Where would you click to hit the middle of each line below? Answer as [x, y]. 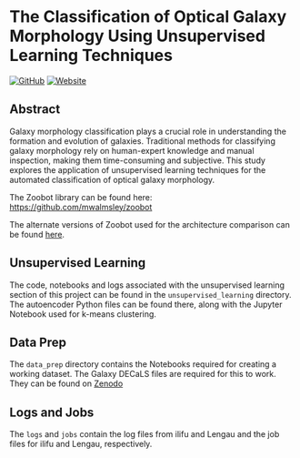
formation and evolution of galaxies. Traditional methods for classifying [142, 141]
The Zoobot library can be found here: [81, 197]
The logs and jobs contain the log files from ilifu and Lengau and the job [145, 434]
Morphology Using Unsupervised [138, 36]
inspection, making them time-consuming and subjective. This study [138, 160]
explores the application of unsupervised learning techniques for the [138, 169]
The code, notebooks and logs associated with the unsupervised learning [147, 285]
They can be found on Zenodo [66, 383]
